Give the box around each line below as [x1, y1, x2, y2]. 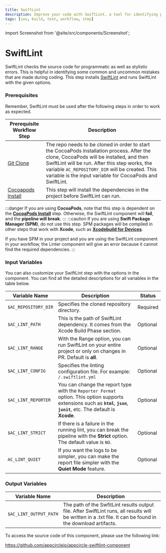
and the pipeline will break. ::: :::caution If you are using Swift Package [5, 216, 151, 221]
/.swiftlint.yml [58, 374, 96, 380]
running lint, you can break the [58, 426, 129, 433]
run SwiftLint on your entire [58, 341, 121, 348]
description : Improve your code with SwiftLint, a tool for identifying [5, 12, 158, 17]
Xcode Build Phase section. [58, 327, 122, 334]
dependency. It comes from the [58, 321, 131, 328]
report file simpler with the [58, 459, 120, 466]
